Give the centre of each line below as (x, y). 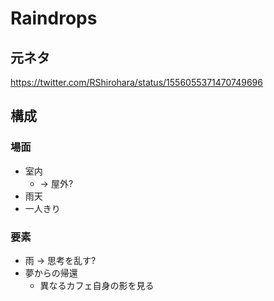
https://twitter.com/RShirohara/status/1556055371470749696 (136, 82)
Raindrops (54, 18)
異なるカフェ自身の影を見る (97, 285)
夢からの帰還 (51, 273)
